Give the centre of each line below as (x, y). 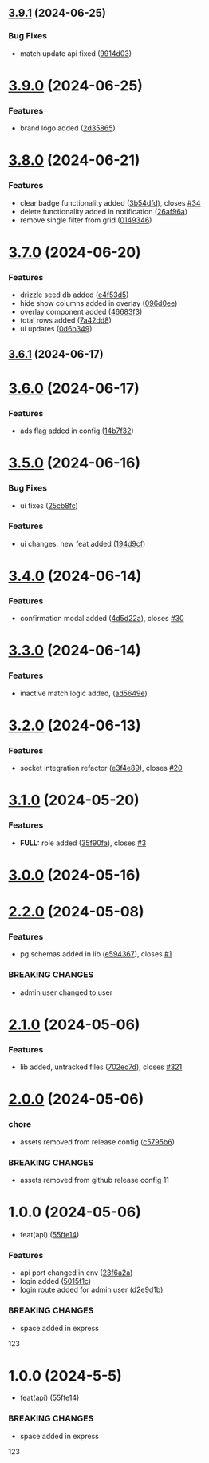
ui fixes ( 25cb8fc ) (49, 505)
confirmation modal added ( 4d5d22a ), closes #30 (102, 619)
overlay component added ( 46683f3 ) (81, 312)
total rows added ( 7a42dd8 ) (65, 320)
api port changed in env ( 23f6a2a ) (76, 1273)
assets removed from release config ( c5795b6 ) (97, 1142)
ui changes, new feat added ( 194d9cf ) (83, 543)
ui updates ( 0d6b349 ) (56, 329)
